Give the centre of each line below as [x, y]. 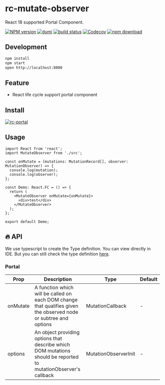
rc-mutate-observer [47, 9]
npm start [15, 63]
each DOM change [56, 300]
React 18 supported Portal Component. [44, 22]
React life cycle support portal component [55, 95]
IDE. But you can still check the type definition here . [57, 254]
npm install [17, 58]
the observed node [56, 312]
